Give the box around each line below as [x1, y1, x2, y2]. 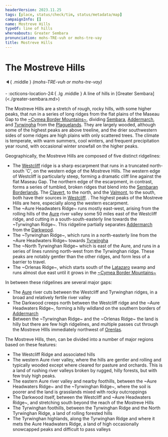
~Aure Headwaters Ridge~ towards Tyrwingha [12, 237, 109, 243]
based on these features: [5, 341, 57, 347]
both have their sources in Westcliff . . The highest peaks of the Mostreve [12, 194, 163, 200]
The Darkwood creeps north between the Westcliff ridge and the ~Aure [12, 300, 160, 306]
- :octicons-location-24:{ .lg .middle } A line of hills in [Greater [5, 90, 133, 96]
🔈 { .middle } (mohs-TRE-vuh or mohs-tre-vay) [5, 79, 102, 85]
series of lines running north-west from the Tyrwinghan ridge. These [12, 248, 154, 254]
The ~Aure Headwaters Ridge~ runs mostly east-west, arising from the [12, 205, 159, 211]
